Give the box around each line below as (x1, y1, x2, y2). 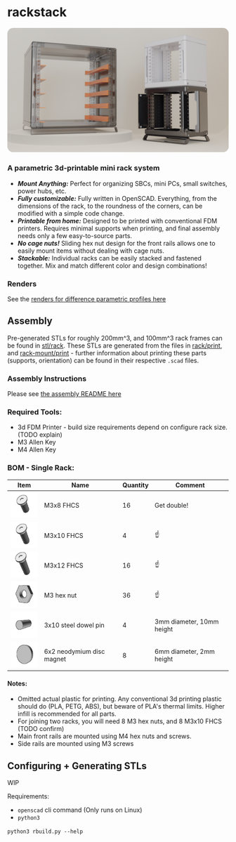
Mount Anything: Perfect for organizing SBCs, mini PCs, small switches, (17, 179, 228, 188)
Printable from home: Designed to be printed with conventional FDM (17, 216, 218, 225)
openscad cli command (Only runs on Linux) (17, 805, 143, 815)
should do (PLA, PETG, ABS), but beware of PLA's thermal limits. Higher (17, 702, 225, 711)
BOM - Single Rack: (7, 463, 75, 473)
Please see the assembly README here (7, 390, 122, 398)
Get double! (154, 501, 188, 510)
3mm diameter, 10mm (154, 617, 219, 626)
